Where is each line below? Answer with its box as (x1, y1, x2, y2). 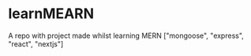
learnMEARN (8, 5, 95, 23)
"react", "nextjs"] (8, 39, 64, 48)
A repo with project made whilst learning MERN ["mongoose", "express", (8, 31, 245, 40)
